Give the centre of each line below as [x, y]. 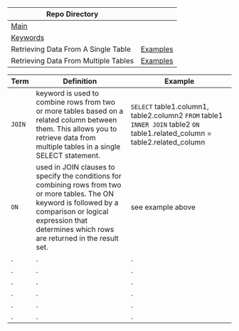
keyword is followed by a [77, 203]
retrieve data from [66, 138]
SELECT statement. [68, 156]
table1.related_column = [171, 133]
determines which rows [75, 229]
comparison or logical [72, 211]
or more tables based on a [80, 111]
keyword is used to [68, 93]
